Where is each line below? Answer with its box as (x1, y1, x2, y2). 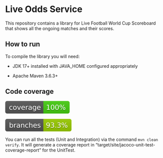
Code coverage (5, 87, 54, 96)
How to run (5, 40, 40, 49)
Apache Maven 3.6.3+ (12, 73, 58, 79)
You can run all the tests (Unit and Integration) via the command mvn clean (5, 136, 158, 142)
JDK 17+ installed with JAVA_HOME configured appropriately (12, 63, 138, 69)
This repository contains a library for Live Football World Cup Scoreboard (5, 20, 156, 26)
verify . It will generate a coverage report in (5, 141, 95, 147)
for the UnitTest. (42, 147, 76, 153)
